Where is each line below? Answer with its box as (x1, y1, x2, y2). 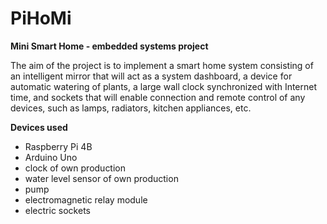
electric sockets (24, 204, 91, 216)
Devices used (10, 121, 68, 133)
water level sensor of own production (24, 172, 179, 184)
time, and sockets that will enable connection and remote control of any (10, 91, 306, 103)
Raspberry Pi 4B (24, 140, 93, 152)
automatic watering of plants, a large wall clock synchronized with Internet (10, 80, 318, 92)
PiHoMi (10, 7, 72, 30)
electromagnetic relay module (24, 193, 148, 206)
